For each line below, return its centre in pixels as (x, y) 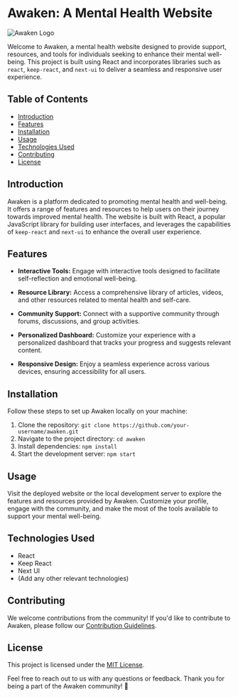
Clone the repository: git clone (64, 425)
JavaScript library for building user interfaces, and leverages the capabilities (119, 224)
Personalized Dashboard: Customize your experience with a (107, 335)
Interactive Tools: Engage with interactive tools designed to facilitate (119, 271)
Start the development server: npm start (77, 454)
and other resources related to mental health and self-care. (104, 300)
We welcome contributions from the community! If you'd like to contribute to (119, 618)
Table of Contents (48, 99)
